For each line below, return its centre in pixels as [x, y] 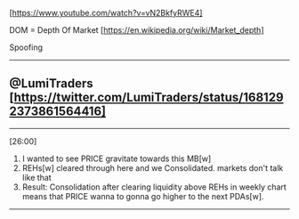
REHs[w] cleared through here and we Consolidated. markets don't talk [153, 167]
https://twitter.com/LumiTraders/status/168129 [149, 97]
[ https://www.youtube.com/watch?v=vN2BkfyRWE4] [106, 13]
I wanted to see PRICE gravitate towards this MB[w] [117, 158]
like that [36, 177]
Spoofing [26, 47]
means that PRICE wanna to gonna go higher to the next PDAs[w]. [143, 196]
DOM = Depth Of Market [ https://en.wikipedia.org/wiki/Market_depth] [137, 30]
